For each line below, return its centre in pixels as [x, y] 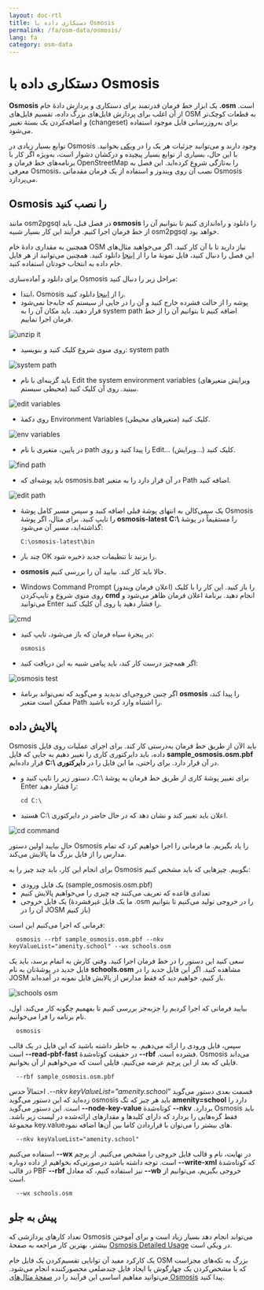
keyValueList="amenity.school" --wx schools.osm [90, 946]
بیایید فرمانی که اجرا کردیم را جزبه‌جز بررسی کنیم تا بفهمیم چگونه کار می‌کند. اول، [128, 1008]
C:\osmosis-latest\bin [57, 541]
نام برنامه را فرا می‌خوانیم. [48, 1016]
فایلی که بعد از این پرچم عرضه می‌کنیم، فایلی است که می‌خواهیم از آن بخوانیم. [123, 1062]
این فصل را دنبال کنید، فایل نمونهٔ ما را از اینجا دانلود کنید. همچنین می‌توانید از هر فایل [132, 255]
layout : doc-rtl [35, 15]
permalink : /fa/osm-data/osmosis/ [66, 30]
